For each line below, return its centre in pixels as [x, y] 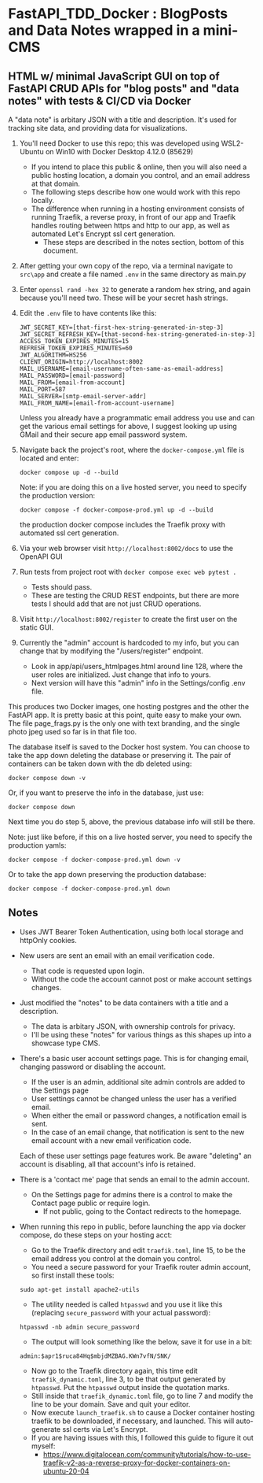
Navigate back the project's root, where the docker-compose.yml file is [132, 450]
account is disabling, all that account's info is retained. [108, 1164]
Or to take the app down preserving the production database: [107, 874]
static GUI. [37, 627]
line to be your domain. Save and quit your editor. [111, 1404]
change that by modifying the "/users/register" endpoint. [111, 651]
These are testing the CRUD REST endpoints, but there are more [135, 595]
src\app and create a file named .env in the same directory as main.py [133, 274]
